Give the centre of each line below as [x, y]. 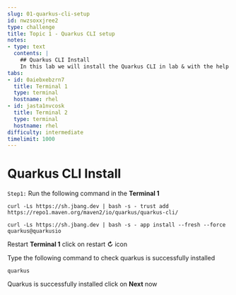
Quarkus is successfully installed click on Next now [82, 284]
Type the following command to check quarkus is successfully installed [111, 258]
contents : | [31, 54]
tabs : [15, 73]
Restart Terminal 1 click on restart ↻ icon [67, 244]
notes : [17, 40]
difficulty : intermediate [45, 132]
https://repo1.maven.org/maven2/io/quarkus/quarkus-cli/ [93, 213]
